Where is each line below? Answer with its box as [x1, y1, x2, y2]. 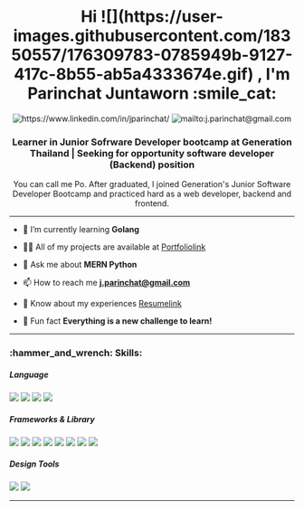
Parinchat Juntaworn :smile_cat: [26, 83, 278, 104]
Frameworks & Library [9, 413, 95, 424]
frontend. [134, 198, 170, 209]
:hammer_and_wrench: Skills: [9, 346, 143, 359]
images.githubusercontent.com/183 [13, 25, 291, 46]
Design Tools [9, 458, 60, 469]
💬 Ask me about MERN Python [22, 260, 138, 270]
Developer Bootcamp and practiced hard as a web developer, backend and [12, 188, 292, 200]
